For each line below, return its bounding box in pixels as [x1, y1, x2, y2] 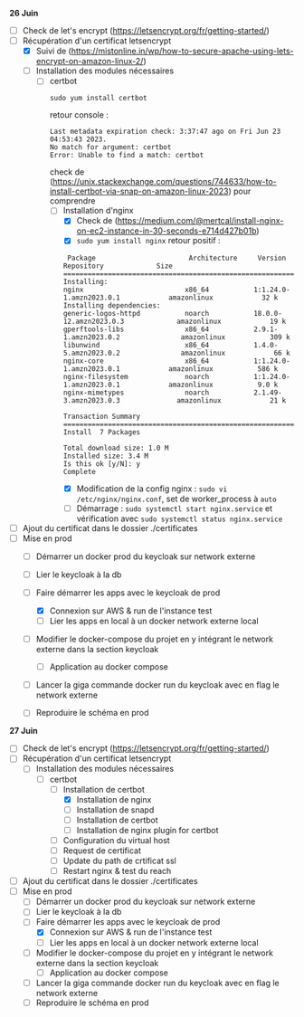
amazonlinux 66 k [180, 348, 291, 357]
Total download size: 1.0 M [62, 443, 169, 452]
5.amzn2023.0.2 [62, 348, 120, 357]
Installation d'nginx [62, 205, 134, 216]
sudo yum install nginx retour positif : [76, 235, 221, 246]
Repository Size [62, 261, 174, 271]
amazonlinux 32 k [168, 293, 279, 302]
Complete [62, 467, 97, 476]
